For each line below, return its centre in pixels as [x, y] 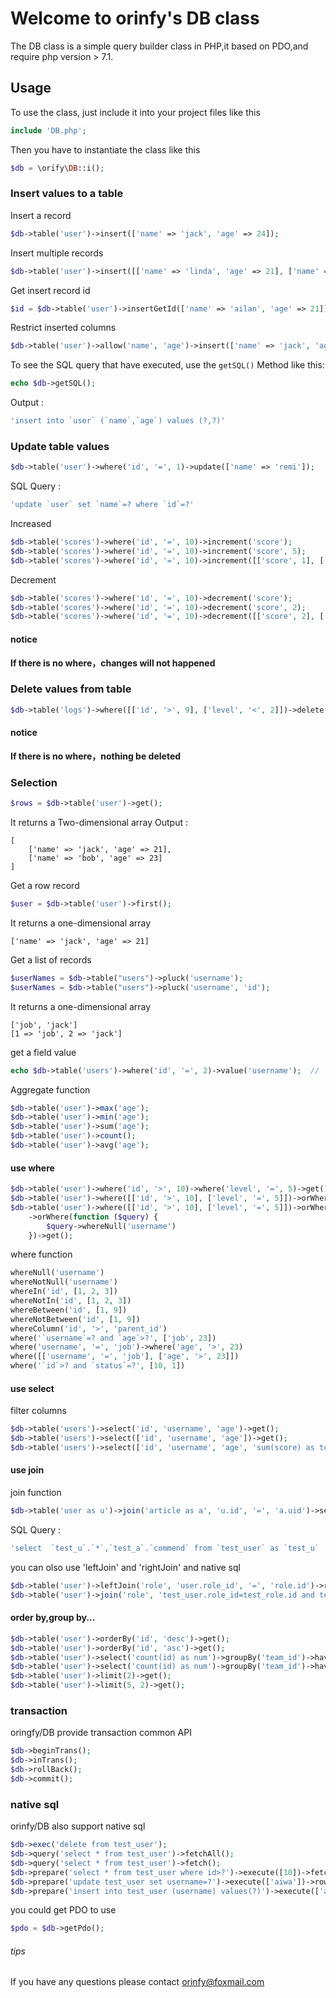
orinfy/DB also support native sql [78, 1826]
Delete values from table [71, 689]
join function [36, 1493]
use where [32, 1168]
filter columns [38, 1411]
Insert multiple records [57, 253]
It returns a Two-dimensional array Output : [99, 823]
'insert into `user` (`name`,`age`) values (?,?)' [118, 421]
